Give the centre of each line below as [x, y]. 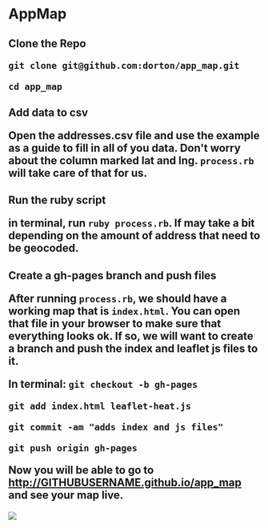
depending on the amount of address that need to [134, 236]
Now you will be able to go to [81, 470]
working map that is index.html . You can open [124, 311]
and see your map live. [66, 495]
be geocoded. [44, 248]
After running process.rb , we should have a [118, 298]
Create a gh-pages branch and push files [112, 276]
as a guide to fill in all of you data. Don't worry [125, 148]
